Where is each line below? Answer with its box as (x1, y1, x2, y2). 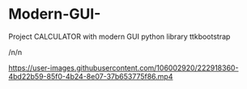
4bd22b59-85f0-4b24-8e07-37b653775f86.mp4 (8, 71, 173, 81)
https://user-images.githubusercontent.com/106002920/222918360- (8, 62, 239, 73)
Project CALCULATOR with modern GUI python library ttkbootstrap (8, 32, 231, 41)
